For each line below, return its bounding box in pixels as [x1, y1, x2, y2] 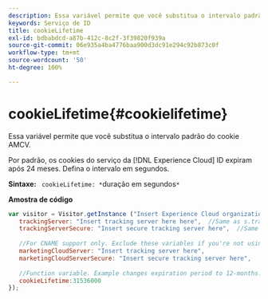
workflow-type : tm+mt [8, 49, 81, 57]
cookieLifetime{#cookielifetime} [8, 104, 228, 123]
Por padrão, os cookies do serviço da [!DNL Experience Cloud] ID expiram [8, 155, 253, 164]
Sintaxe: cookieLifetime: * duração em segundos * [8, 179, 180, 188]
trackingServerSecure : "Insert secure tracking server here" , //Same [18, 225, 259, 233]
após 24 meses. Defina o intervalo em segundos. [8, 163, 170, 173]
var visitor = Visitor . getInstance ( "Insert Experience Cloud [8, 210, 219, 218]
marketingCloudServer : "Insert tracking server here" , [18, 247, 205, 255]
